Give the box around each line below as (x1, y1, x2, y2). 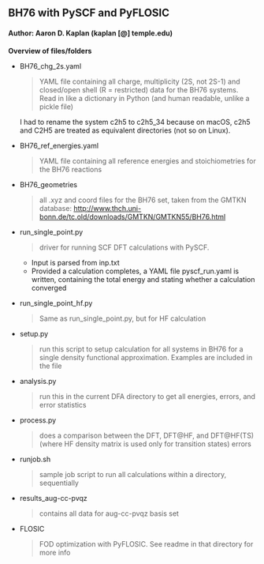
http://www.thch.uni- (73, 203, 142, 212)
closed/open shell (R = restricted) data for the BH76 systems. (39, 85, 239, 94)
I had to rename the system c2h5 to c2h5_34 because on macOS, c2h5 (19, 117, 251, 126)
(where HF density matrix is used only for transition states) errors (39, 438, 252, 449)
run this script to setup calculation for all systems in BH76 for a (39, 344, 244, 354)
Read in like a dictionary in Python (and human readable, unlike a (39, 93, 250, 103)
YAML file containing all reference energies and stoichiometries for (39, 156, 256, 165)
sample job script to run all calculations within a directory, (39, 469, 227, 479)
